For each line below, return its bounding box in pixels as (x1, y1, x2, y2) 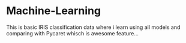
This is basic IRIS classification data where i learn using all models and (6, 24, 181, 31)
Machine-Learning (6, 4, 101, 18)
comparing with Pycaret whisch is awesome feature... (6, 29, 139, 37)
